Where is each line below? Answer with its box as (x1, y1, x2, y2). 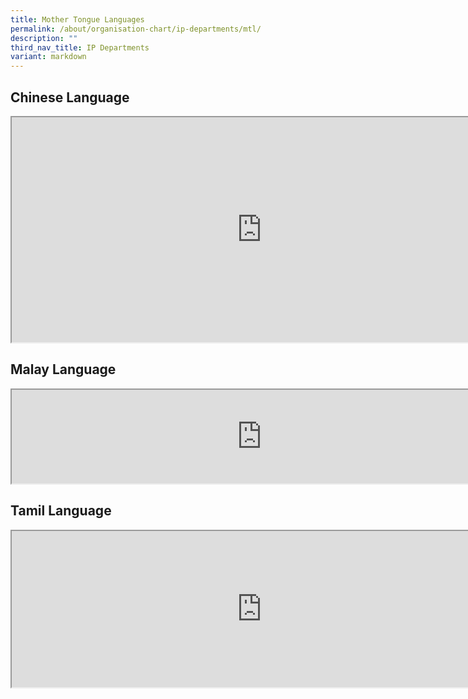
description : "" (10, 33, 78, 43)
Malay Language (10, 361, 117, 378)
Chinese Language (10, 89, 130, 106)
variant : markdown (10, 52, 87, 62)
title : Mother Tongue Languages (10, 14, 145, 25)
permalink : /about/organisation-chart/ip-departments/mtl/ (10, 24, 262, 34)
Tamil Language (10, 502, 112, 520)
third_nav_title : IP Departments (10, 42, 150, 53)
